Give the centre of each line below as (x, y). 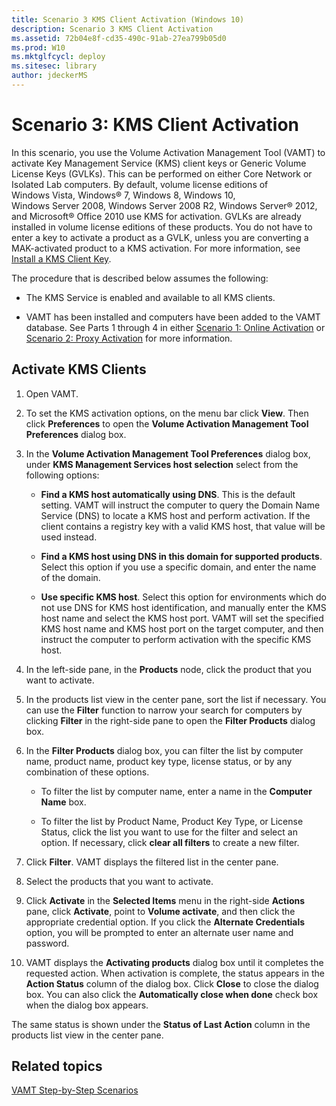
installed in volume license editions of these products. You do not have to (162, 227)
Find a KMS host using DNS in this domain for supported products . (181, 556)
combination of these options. (87, 772)
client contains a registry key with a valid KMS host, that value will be (183, 526)
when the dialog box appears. (87, 1005)
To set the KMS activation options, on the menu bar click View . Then (167, 413)
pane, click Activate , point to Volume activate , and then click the (160, 911)
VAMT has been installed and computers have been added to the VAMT (173, 317)
